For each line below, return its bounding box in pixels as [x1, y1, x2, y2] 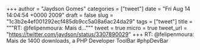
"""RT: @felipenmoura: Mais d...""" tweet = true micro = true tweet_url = [6, 24, 187, 31]
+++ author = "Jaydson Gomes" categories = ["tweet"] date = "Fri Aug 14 [6, 5, 191, 12]
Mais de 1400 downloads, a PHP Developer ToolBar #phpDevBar [6, 37, 169, 44]
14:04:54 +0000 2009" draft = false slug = [6, 11, 114, 19]
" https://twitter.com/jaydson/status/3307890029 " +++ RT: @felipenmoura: [6, 31, 195, 38]
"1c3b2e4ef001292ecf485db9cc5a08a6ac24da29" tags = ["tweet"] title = [6, 18, 193, 25]
